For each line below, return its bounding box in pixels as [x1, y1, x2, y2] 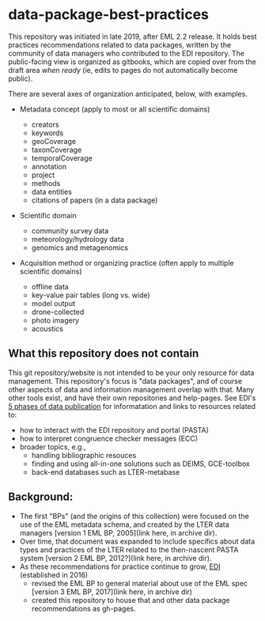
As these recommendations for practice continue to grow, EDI [19, 562, 221, 571]
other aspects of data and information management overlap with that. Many [8, 384, 255, 394]
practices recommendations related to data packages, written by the [8, 40, 232, 49]
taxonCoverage [31, 145, 82, 154]
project [31, 170, 55, 180]
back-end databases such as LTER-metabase [31, 467, 180, 476]
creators [31, 119, 59, 129]
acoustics [31, 324, 63, 333]
